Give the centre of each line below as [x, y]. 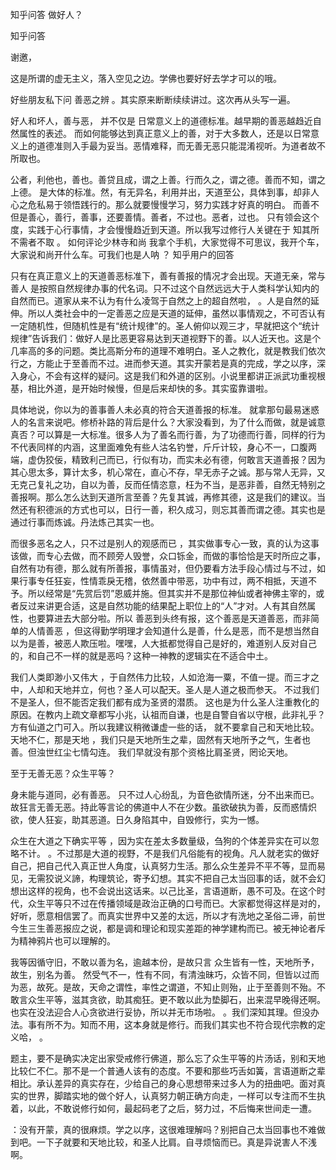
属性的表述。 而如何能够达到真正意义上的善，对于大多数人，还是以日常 [164, 133]
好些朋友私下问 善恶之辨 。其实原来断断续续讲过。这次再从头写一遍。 [153, 99]
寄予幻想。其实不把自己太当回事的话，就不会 [224, 878]
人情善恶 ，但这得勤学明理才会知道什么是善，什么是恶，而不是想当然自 [173, 631]
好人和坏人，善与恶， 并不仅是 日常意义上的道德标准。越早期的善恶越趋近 [161, 121]
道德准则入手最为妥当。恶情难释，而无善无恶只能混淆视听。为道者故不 [181, 146]
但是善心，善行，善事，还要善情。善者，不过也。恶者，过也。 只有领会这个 [165, 217]
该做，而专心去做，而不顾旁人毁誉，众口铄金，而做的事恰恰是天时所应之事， [168, 556]
